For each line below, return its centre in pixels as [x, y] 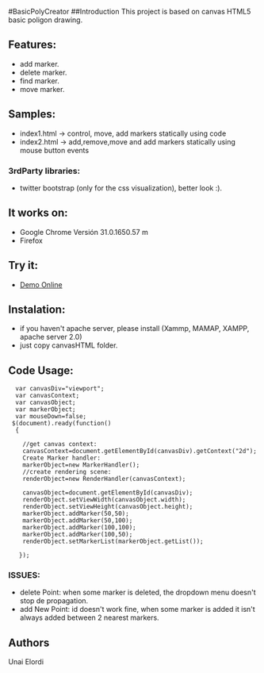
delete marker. [43, 72]
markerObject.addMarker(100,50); [78, 535]
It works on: [38, 213]
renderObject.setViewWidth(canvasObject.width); [104, 500]
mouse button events [54, 150]
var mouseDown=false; [51, 417]
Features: [33, 45]
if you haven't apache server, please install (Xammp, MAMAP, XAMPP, [134, 329]
